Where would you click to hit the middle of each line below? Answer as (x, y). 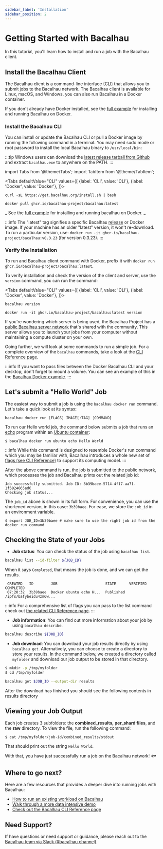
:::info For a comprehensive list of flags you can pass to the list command (78, 606)
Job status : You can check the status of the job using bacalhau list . (81, 552)
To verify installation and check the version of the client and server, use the (81, 275)
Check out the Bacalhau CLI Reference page (56, 810)
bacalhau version (23, 304)
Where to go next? (34, 773)
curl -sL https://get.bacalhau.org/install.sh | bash (61, 195)
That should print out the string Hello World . (49, 746)
